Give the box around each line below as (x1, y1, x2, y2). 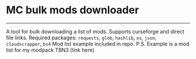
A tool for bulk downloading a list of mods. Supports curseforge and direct (6, 28, 185, 35)
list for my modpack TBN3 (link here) (6, 46, 95, 53)
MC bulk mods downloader (6, 3, 139, 17)
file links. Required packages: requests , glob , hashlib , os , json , (6, 34, 157, 41)
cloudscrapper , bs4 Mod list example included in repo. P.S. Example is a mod (6, 40, 190, 47)
